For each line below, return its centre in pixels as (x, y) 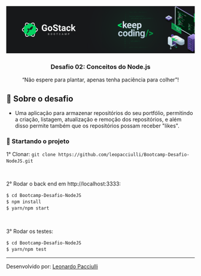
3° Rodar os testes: (30, 231)
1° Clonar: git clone (31, 154)
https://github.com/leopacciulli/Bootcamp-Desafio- (124, 155)
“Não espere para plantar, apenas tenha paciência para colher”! (100, 80)
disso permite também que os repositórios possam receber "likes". (97, 126)
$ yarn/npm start (28, 208)
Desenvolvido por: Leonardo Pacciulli (52, 266)
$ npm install (24, 202)
